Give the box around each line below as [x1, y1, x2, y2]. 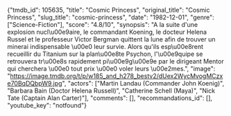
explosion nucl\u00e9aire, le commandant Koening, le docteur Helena [7, 28, 207, 36]
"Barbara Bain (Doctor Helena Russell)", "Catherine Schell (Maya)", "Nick [7, 86, 216, 95]
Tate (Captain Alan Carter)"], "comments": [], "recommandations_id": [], [7, 94, 213, 102]
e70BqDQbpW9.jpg [7, 79, 62, 87]
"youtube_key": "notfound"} [7, 101, 87, 109]
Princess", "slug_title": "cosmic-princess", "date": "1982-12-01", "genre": [7, 13, 214, 21]
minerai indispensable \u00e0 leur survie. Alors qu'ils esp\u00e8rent [7, 43, 203, 50]
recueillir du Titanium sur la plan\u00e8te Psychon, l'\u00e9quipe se [7, 50, 203, 58]
